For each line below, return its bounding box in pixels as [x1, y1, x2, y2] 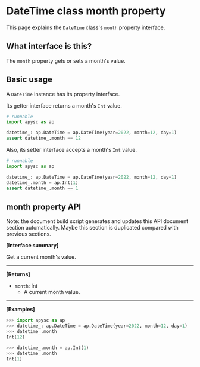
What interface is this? [6, 41, 92, 51]
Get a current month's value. [6, 253, 76, 261]
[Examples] [6, 306, 35, 313]
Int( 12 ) [6, 334, 26, 340]
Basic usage [6, 75, 52, 85]
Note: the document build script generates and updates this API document [6, 218, 189, 225]
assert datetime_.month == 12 [6, 136, 82, 142]
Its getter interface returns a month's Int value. [6, 102, 122, 109]
